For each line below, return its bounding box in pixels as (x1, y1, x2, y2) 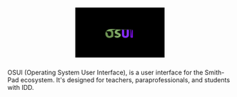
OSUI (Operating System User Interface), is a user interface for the (7, 68, 203, 77)
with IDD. (7, 84, 34, 92)
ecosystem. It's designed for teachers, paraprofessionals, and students (20, 76, 231, 84)
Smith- (204, 68, 225, 77)
